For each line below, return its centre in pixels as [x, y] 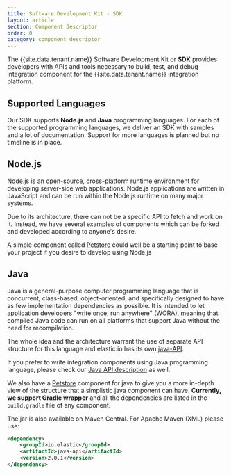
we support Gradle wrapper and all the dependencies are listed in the [107, 398]
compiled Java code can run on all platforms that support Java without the [114, 320]
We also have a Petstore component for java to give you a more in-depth [111, 383]
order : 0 [20, 33]
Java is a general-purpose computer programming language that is [103, 291]
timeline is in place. [35, 142]
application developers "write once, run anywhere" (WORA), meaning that [113, 313]
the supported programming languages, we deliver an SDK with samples [111, 127]
